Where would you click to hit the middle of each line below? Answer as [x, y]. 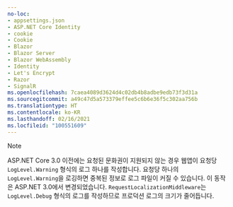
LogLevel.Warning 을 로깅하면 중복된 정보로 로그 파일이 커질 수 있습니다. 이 [110, 178]
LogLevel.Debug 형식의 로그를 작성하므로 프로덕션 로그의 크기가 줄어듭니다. [111, 196]
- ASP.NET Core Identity [44, 27]
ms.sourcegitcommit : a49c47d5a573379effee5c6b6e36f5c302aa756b [103, 100]
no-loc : [19, 14]
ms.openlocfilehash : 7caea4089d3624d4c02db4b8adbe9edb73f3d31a [103, 93]
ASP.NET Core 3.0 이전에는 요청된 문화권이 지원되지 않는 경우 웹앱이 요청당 [112, 160]
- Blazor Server [31, 54]
